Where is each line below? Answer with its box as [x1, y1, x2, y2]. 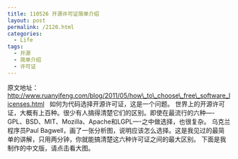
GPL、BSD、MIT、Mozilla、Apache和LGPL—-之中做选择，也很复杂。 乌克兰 [7, 117, 231, 126]
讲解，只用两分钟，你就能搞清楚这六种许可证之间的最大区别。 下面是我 [19, 135, 227, 143]
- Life [13, 37, 33, 44]
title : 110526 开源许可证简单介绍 [7, 10, 100, 18]
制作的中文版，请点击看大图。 [7, 143, 94, 152]
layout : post [7, 17, 46, 24]
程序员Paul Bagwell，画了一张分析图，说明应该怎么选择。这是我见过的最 [7, 126, 219, 134]
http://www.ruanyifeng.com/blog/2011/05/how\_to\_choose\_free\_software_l [7, 91, 231, 100]
